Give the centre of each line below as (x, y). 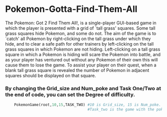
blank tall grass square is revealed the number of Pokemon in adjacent (77, 70)
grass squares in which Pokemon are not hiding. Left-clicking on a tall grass (83, 49)
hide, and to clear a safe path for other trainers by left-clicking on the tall (80, 44)
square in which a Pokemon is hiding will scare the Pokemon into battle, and (83, 54)
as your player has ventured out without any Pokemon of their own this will (82, 59)
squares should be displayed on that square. (50, 75)
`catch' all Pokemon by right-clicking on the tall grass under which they (78, 39)
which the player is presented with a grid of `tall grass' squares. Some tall (80, 28)
